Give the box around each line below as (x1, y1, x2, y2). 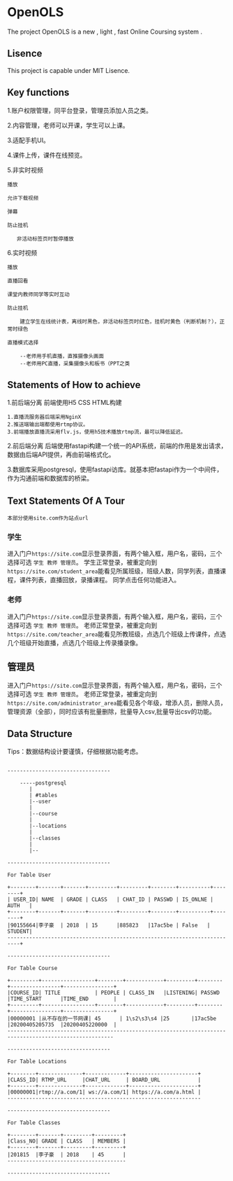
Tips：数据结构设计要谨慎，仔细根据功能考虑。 (7, 747, 142, 756)
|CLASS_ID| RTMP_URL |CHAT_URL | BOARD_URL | (7, 1077, 201, 1084)
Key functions (7, 87, 70, 99)
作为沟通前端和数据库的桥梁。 (7, 474, 93, 483)
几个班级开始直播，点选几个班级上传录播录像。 (7, 638, 142, 647)
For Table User (7, 871, 52, 879)
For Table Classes (7, 1119, 61, 1126)
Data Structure (7, 728, 73, 740)
